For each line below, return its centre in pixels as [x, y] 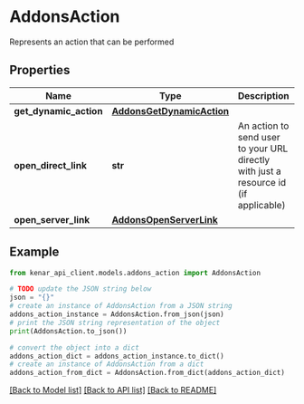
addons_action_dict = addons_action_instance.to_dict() [117, 356]
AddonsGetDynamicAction [171, 111]
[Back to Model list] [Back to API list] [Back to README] [113, 390]
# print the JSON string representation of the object [115, 322]
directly [254, 159]
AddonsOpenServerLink [165, 219]
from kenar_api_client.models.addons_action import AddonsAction [135, 273]
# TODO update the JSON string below [81, 289]
